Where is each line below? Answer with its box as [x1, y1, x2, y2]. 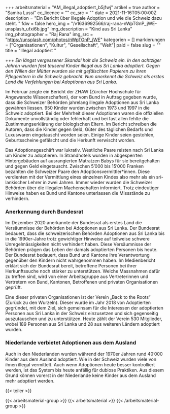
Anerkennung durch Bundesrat [5, 208, 84, 215]
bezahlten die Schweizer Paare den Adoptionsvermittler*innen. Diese [5, 168, 150, 175]
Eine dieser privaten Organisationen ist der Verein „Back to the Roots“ [5, 294, 151, 300]
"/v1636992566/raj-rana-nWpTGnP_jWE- [71, 20, 157, 26]
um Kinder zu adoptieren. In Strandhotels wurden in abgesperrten [5, 152, 143, 158]
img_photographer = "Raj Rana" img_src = [5, 31, 93, 37]
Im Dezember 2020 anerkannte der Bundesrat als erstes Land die [5, 220, 142, 226]
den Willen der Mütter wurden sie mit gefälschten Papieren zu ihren [5, 68, 147, 74]
